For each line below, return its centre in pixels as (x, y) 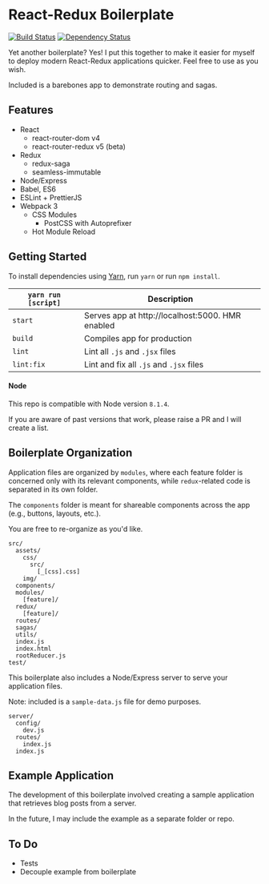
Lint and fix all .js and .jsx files (144, 364)
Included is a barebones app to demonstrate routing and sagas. (113, 85)
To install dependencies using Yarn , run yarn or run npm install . (114, 276)
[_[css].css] (59, 571)
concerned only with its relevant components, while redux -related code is (129, 480)
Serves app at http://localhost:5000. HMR (163, 315)
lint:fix (29, 364)
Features (31, 110)
